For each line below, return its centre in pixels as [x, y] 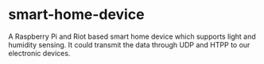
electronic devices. [39, 53]
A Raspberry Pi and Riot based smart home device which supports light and [132, 36]
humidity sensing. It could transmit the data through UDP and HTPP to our [129, 44]
